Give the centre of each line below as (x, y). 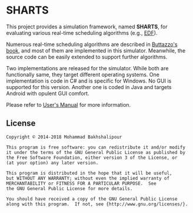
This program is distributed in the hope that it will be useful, (89, 173)
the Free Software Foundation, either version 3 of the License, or (92, 158)
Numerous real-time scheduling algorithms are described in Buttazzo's (92, 44)
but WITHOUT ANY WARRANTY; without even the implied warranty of (88, 178)
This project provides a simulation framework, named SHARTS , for (87, 27)
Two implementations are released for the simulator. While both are (87, 68)
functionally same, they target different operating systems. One (83, 74)
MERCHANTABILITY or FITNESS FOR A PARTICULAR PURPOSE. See (81, 183)
